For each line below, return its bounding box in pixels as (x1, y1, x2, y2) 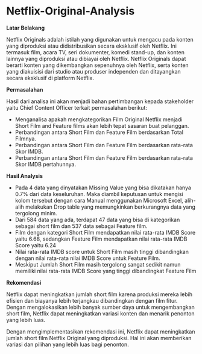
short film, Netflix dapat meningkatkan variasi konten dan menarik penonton (6, 309, 195, 317)
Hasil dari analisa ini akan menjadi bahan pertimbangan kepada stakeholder (6, 98, 194, 105)
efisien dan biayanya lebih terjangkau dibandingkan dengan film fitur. (6, 297, 178, 304)
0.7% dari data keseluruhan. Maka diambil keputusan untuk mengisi (14, 190, 184, 197)
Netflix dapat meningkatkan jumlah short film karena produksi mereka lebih (6, 291, 193, 298)
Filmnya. (14, 134, 36, 142)
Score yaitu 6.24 (14, 241, 56, 248)
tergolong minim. (14, 209, 57, 217)
